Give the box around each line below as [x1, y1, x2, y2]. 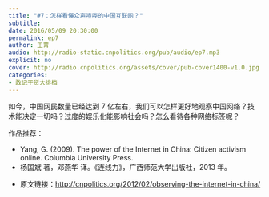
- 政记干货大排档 [8, 78, 58, 86]
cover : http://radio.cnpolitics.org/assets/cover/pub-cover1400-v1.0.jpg [8, 64, 260, 72]
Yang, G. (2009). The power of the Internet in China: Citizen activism [19, 144, 247, 154]
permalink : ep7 [8, 33, 59, 42]
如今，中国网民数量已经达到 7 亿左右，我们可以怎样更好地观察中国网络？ [8, 101, 248, 111]
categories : [8, 71, 48, 79]
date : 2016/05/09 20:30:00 [8, 26, 98, 34]
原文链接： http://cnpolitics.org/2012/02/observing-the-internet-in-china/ [19, 179, 261, 188]
